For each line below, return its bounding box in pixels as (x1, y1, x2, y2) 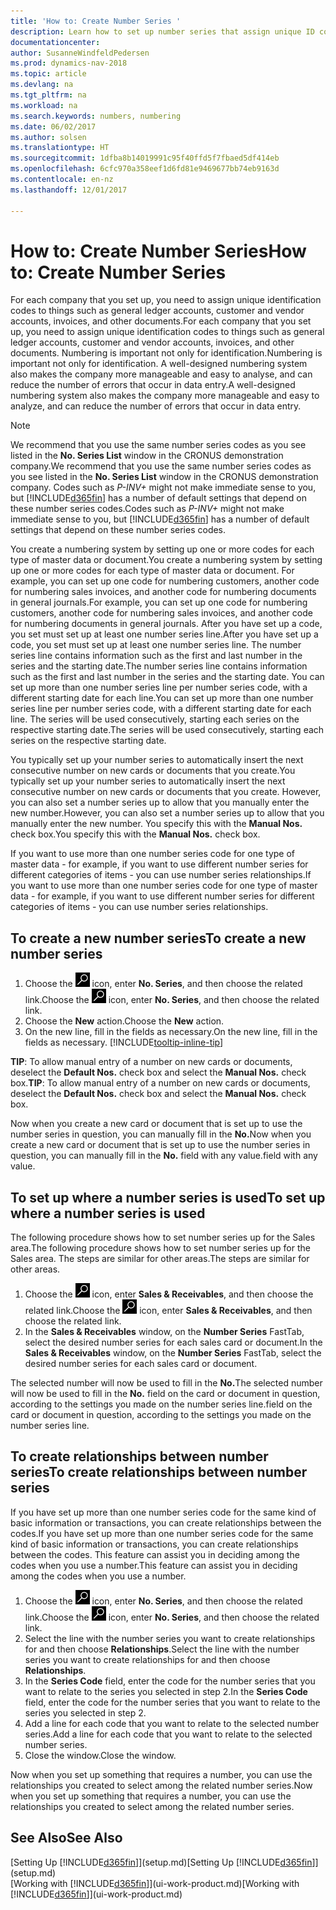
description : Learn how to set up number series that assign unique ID (10, 26, 315, 37)
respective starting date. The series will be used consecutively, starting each (10, 724, 325, 736)
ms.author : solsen (10, 132, 87, 142)
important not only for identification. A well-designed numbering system (10, 358, 308, 370)
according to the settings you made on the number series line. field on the (10, 1398, 313, 1410)
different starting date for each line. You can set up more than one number (10, 692, 314, 704)
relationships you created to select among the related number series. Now (10, 1779, 313, 1791)
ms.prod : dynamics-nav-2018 (10, 58, 128, 69)
